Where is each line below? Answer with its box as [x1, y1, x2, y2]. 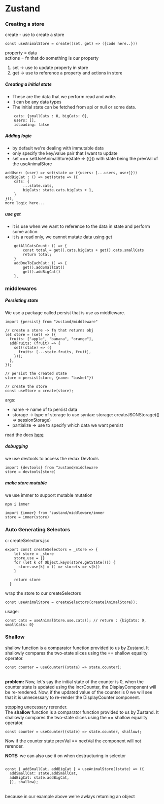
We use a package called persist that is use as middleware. [5, 310, 126, 316]
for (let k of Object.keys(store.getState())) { [14, 560, 116, 565]
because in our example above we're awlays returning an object [5, 793, 135, 799]
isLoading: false [14, 122, 50, 127]
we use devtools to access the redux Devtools [5, 456, 99, 462]
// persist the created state [5, 371, 67, 376]
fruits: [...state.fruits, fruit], [18, 350, 92, 355]
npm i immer [5, 502, 30, 507]
